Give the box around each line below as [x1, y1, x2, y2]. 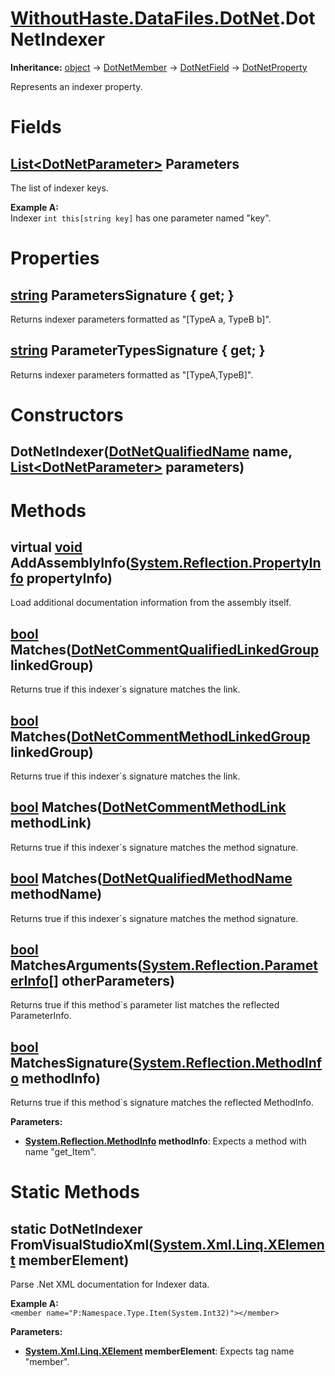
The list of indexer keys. [10, 182, 109, 194]
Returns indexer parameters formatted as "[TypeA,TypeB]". [10, 368, 254, 381]
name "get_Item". [24, 1146, 97, 1158]
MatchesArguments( [10, 957, 143, 974]
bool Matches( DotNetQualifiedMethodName [10, 870, 293, 887]
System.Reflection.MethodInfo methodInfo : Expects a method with [24, 1135, 307, 1147]
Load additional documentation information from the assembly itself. [10, 597, 292, 609]
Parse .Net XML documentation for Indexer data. [10, 1278, 210, 1291]
